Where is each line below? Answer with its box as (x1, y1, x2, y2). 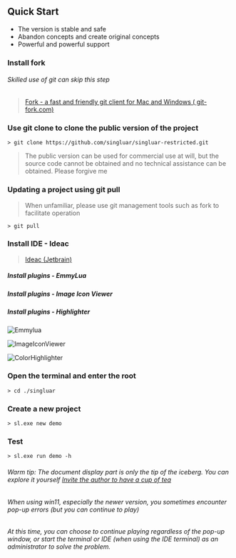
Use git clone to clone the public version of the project (7, 123, 199, 133)
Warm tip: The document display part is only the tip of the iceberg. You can (7, 468, 230, 477)
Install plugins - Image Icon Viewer (7, 289, 113, 298)
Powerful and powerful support (17, 39, 110, 49)
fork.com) (24, 105, 54, 114)
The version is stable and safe (17, 24, 107, 33)
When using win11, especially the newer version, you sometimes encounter (7, 497, 227, 506)
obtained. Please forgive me (24, 167, 108, 176)
